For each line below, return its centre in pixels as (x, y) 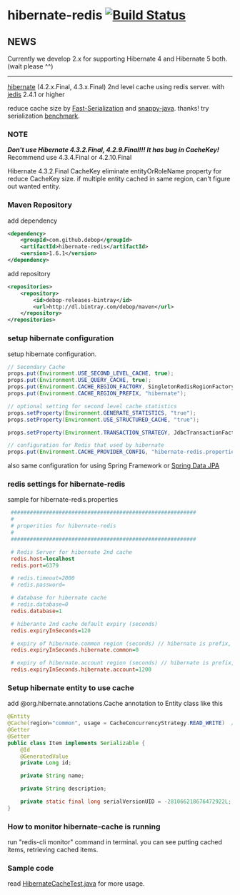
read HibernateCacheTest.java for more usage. (76, 884)
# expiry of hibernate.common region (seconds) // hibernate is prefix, (121, 643)
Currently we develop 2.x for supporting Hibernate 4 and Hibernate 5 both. (117, 59)
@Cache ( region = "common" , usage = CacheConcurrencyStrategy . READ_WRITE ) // (122, 723)
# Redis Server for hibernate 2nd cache (71, 552)
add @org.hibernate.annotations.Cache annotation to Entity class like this (115, 704)
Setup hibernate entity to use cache (71, 687)
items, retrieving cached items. (53, 850)
